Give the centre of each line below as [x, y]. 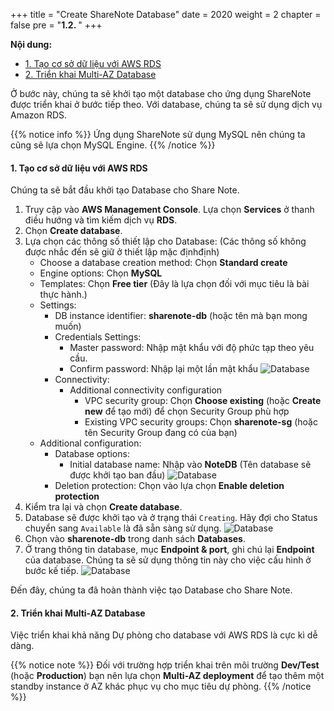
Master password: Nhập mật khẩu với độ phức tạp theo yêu [192, 348]
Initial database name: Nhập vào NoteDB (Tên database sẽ [190, 465]
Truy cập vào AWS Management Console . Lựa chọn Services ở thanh [169, 210]
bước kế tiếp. [52, 571]
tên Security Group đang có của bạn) [161, 433]
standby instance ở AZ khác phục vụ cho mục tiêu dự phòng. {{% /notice [161, 686]
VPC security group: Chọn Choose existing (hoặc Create [203, 401]
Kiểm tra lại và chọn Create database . [103, 507]
